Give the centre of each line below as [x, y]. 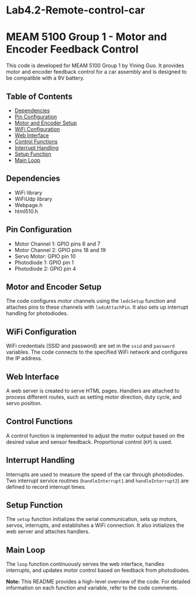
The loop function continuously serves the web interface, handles [85, 564]
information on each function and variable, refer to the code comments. [92, 588]
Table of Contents [39, 96]
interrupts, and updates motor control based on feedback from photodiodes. [98, 570]
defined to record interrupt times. [46, 486]
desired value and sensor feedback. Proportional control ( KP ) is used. [89, 441]
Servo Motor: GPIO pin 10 [45, 256]
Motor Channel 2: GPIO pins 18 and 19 [60, 250]
